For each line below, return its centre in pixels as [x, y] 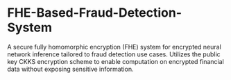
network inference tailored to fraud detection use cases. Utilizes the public [114, 54]
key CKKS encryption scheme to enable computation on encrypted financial [115, 61]
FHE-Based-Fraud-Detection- [95, 13]
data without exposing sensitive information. [70, 69]
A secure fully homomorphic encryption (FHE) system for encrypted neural [114, 47]
